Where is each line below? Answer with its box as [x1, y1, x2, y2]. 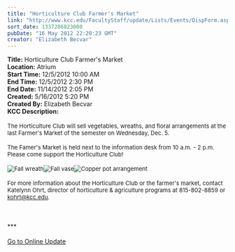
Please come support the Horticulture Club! [7, 151, 124, 158]
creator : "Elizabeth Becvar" [7, 36, 92, 43]
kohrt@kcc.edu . [7, 193, 50, 201]
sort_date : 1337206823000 [7, 23, 83, 30]
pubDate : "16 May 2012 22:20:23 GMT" [7, 29, 117, 37]
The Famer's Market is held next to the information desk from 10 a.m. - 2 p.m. [7, 144, 215, 151]
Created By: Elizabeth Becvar [7, 100, 93, 108]
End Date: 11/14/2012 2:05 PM [7, 85, 94, 94]
